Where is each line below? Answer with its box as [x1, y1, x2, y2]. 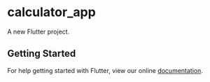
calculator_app [7, 4, 96, 20]
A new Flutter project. [7, 27, 70, 36]
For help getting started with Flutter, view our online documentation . [7, 66, 203, 74]
